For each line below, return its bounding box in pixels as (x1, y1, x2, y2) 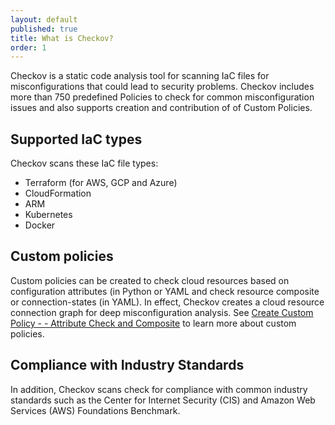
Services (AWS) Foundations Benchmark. (10, 404, 181, 416)
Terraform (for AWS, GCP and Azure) (24, 177, 178, 189)
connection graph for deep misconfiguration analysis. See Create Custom (10, 306, 314, 318)
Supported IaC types (10, 131, 143, 148)
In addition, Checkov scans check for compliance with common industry (10, 383, 308, 395)
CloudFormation (24, 187, 92, 200)
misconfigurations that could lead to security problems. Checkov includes (10, 81, 315, 93)
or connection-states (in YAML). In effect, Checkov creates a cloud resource (10, 296, 325, 308)
